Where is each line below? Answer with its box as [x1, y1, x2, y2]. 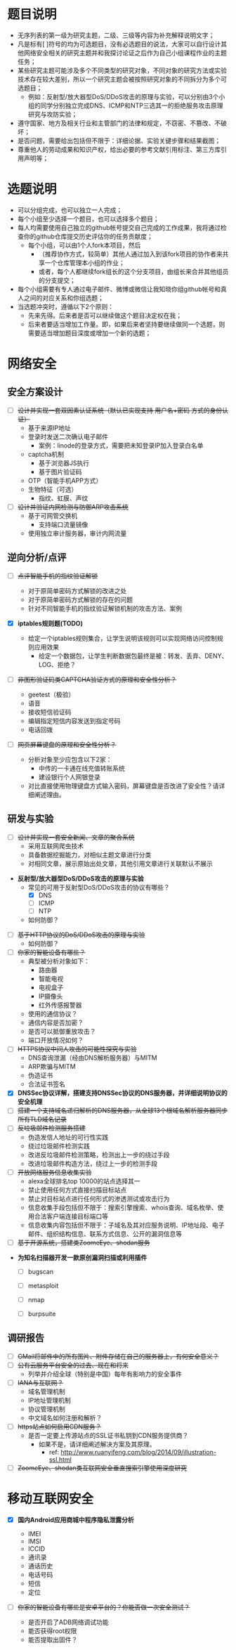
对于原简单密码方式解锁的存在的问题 [27, 595, 133, 604]
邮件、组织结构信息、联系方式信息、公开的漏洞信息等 [27, 1229, 183, 1237]
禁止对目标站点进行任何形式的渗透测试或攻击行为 [27, 1194, 170, 1202]
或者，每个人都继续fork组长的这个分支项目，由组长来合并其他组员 [38, 267, 229, 275]
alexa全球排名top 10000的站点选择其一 [27, 1176, 140, 1185]
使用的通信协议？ [27, 1010, 78, 1018]
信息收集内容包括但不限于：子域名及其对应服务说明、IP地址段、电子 [27, 1221, 225, 1229]
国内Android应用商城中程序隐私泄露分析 [17, 1515, 135, 1524]
